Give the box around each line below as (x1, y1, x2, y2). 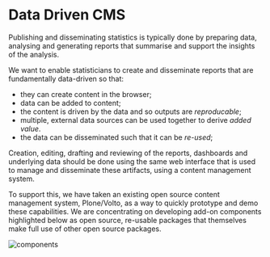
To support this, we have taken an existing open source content (8, 189, 221, 199)
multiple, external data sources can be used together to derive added (19, 115, 252, 124)
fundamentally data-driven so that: (8, 74, 124, 83)
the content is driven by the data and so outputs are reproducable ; (19, 107, 242, 116)
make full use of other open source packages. (8, 224, 162, 234)
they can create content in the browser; (19, 89, 152, 99)
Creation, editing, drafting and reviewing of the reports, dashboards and (8, 148, 248, 158)
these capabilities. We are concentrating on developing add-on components (8, 206, 262, 216)
